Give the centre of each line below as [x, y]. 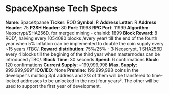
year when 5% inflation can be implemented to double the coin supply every [84, 43]
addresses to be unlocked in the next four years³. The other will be [89, 81]
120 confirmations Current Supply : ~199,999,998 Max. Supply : [71, 65]
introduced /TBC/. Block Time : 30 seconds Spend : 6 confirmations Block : [82, 59]
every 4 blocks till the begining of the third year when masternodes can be [83, 54]
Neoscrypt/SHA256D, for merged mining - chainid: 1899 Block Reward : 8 [81, 33]
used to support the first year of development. [53, 86]
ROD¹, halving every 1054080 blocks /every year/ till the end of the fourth [81, 38]
